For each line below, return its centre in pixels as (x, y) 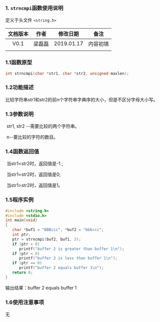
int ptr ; (21, 235)
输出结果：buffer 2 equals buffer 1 (41, 288)
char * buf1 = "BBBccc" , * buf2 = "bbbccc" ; (58, 230)
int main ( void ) (21, 220)
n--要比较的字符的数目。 (32, 137)
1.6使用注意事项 (25, 302)
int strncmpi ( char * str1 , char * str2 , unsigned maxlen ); (67, 73)
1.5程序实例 (20, 200)
